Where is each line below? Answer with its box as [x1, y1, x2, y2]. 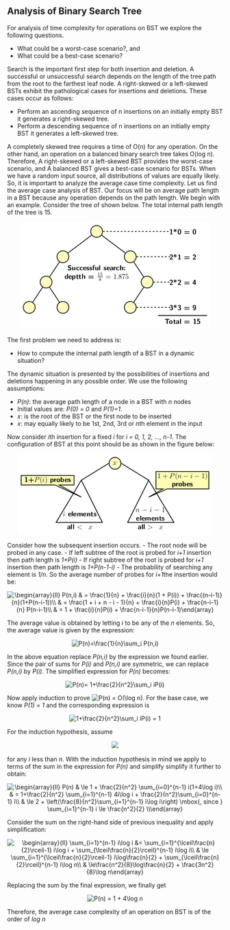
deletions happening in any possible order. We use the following [7, 377, 188, 385]
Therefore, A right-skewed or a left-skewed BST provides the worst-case [7, 157, 214, 165]
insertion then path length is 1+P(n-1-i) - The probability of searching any [7, 562, 214, 571]
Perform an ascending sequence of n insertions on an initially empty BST [16, 107, 223, 115]
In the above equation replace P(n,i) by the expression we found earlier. [7, 652, 209, 660]
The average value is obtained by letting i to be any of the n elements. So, [7, 619, 215, 627]
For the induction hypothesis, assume [7, 727, 113, 736]
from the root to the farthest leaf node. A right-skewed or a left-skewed [7, 79, 208, 88]
